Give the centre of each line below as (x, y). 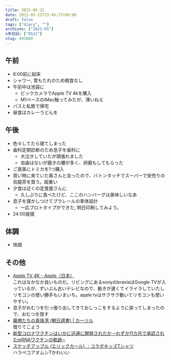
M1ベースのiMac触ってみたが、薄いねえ (62, 99)
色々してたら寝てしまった (39, 143)
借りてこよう (26, 327)
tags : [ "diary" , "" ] (27, 24)
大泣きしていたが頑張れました (52, 156)
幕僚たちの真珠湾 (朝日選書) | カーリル (53, 321)
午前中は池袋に (28, 87)
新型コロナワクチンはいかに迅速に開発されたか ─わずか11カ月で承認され (89, 333)
